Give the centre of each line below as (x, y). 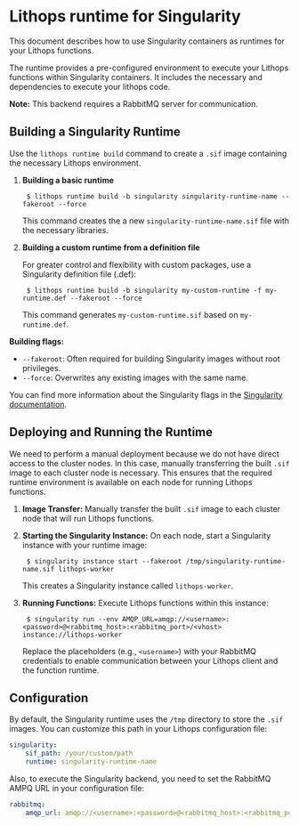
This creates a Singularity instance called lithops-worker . (128, 586)
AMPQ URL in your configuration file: (77, 788)
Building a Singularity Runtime (95, 132)
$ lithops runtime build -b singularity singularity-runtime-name (152, 196)
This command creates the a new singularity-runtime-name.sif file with (156, 221)
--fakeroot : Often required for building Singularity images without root (151, 359)
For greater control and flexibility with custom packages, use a (137, 264)
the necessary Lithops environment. (75, 163)
